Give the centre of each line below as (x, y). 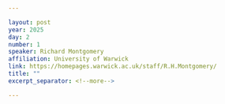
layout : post (30, 22)
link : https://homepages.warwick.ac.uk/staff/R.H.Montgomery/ (112, 67)
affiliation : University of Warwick (68, 59)
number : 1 (24, 44)
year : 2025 (26, 30)
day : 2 (19, 37)
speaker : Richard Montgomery (56, 52)
